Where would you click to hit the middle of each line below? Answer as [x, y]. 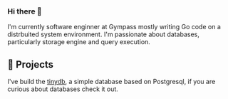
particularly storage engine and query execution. [79, 42]
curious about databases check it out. [63, 89]
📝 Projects [31, 64]
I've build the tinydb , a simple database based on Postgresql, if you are [112, 82]
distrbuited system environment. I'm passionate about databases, [103, 34]
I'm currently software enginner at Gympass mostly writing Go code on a [114, 27]
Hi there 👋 [25, 11]
